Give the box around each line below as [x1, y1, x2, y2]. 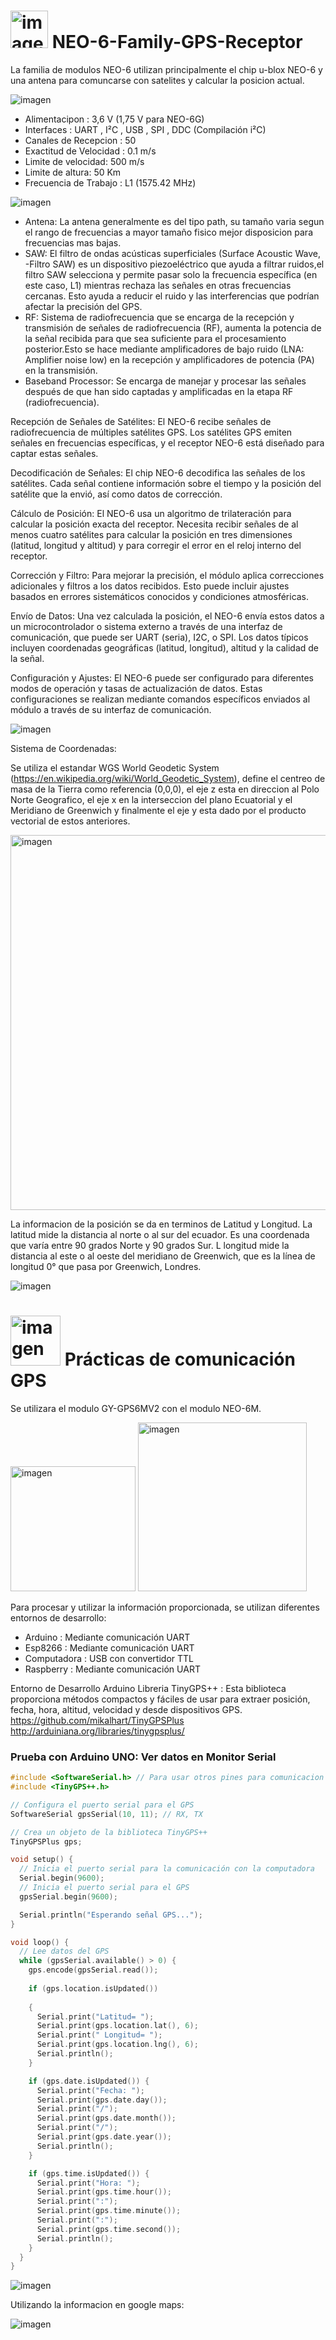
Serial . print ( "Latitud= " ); [36, 2011, 155, 2022]
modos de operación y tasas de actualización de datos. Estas [10, 682, 263, 694]
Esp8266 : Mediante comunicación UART [24, 1641, 195, 1654]
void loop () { [10, 1937, 70, 1947]
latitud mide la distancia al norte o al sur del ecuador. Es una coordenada [10, 1228, 310, 1240]
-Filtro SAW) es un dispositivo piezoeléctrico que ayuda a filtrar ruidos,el [24, 258, 325, 270]
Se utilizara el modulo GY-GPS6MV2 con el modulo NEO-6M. [10, 1402, 262, 1414]
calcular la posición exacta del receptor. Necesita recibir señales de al [10, 518, 299, 530]
